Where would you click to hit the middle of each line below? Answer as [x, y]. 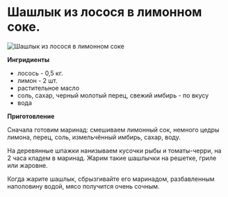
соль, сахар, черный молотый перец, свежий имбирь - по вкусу [113, 95]
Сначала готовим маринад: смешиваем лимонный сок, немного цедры [113, 129]
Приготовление [31, 116]
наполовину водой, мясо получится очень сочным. [83, 186]
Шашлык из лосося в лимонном [105, 12]
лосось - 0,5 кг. [40, 73]
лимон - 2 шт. [37, 80]
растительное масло [48, 88]
